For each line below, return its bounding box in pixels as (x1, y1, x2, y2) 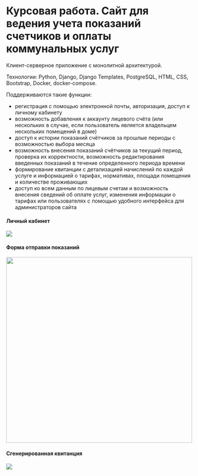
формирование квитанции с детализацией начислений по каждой (14, 165, 183, 173)
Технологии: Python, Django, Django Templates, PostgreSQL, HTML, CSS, (6, 73, 188, 80)
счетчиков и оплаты (6, 30, 112, 43)
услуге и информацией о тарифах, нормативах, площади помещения (14, 172, 191, 179)
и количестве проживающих (14, 178, 88, 185)
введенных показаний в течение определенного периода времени (14, 159, 186, 166)
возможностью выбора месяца (14, 140, 95, 147)
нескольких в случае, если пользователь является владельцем (14, 121, 177, 128)
